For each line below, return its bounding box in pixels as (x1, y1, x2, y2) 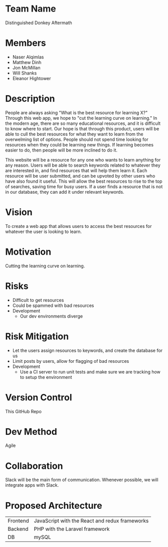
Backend (8, 525, 29, 532)
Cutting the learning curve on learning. (5, 263, 85, 269)
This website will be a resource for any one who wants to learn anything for (5, 157, 161, 163)
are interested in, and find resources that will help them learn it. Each (5, 167, 147, 174)
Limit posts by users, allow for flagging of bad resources (12, 358, 129, 364)
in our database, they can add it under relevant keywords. (5, 189, 124, 195)
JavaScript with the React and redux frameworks (34, 517, 149, 524)
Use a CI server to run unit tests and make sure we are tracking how (20, 368, 160, 375)
